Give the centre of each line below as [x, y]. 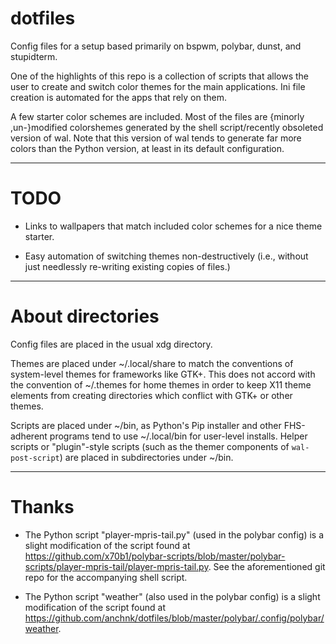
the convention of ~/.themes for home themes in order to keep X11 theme [161, 384]
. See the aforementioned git [267, 566]
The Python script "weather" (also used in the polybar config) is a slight [172, 596]
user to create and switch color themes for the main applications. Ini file [158, 86]
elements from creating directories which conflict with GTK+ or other [151, 395]
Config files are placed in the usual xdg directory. [111, 344]
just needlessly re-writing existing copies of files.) [127, 266]
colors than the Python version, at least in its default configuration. [147, 148]
